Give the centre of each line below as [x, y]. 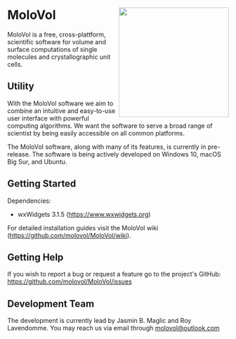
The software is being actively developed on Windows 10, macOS [126, 154]
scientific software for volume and [57, 41]
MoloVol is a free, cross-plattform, [57, 34]
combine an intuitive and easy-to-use [61, 111]
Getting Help [35, 257]
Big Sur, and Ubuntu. [37, 161]
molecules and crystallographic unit [59, 57]
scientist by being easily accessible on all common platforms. [96, 133]
